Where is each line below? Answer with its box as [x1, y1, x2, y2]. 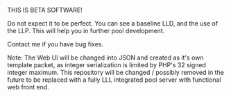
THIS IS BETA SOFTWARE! [7, 6, 83, 14]
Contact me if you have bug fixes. [7, 40, 104, 48]
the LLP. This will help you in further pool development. [7, 27, 165, 35]
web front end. [7, 83, 50, 91]
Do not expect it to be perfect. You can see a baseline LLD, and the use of [7, 19, 219, 27]
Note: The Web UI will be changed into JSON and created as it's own [7, 53, 204, 62]
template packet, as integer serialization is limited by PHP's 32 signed [7, 61, 207, 69]
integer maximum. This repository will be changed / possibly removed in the [7, 69, 224, 76]
